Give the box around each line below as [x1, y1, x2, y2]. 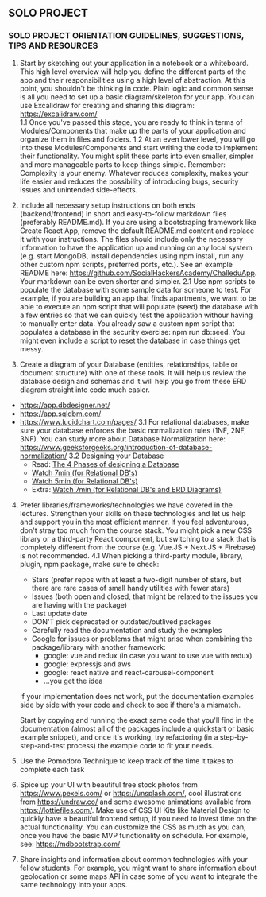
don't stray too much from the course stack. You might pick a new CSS [19, 525, 253, 535]
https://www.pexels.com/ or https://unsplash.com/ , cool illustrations [19, 788, 242, 798]
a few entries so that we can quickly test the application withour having [19, 310, 253, 320]
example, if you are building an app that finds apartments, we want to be [19, 293, 257, 303]
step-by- [219, 732, 249, 742]
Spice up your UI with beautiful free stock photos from [19, 779, 199, 790]
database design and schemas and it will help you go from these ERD [19, 376, 247, 386]
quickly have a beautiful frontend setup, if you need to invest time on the [19, 814, 258, 823]
